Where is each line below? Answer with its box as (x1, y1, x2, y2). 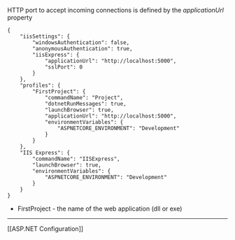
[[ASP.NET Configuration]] (7, 225, 84, 233)
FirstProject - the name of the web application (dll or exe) (17, 204, 183, 213)
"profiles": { (20, 82, 61, 89)
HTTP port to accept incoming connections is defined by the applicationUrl (7, 6, 224, 14)
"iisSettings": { (20, 33, 71, 40)
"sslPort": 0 (44, 64, 83, 71)
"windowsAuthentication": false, (32, 39, 130, 46)
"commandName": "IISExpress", (32, 155, 120, 162)
